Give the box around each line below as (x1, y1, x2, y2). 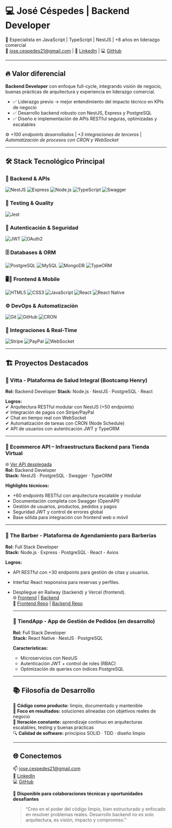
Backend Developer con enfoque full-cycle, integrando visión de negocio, (5, 83, 162, 89)
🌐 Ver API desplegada (5, 462, 52, 468)
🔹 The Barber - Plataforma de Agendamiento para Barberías (5, 532, 157, 539)
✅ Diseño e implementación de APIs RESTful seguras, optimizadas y (12, 115, 157, 122)
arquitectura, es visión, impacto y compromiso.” (25, 817, 126, 823)
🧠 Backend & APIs (5, 175, 50, 182)
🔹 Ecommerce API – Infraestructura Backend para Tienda (5, 443, 149, 450)
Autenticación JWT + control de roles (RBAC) (20, 660, 116, 667)
